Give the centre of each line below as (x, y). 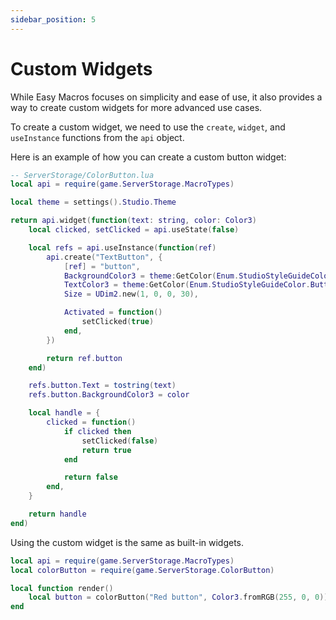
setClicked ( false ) (120, 441)
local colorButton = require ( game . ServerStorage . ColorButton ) (142, 570)
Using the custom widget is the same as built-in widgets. (127, 542)
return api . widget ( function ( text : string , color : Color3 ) (133, 221)
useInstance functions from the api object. (97, 137)
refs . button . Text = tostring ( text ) (102, 386)
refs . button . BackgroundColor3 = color (109, 395)
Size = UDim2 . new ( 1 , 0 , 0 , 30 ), (131, 294)
